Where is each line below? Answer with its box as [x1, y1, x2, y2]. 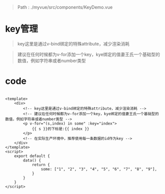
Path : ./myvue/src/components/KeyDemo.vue [17, 4, 113, 10]
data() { [23, 157, 41, 163]
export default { [14, 153, 50, 158]
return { [31, 162, 50, 167]
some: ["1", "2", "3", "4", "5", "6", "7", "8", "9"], [40, 166, 157, 171]
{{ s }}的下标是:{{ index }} [31, 126, 90, 131]
